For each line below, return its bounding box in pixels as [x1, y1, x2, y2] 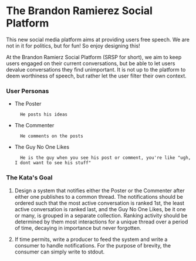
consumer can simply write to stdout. [14, 248, 105, 255]
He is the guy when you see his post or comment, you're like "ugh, [20, 155, 191, 161]
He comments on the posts [20, 133, 83, 139]
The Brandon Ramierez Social [6, 4, 153, 18]
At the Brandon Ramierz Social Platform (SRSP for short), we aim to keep [6, 53, 182, 60]
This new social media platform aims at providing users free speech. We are [6, 36, 190, 43]
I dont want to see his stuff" [14, 160, 92, 166]
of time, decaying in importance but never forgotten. [14, 224, 142, 231]
